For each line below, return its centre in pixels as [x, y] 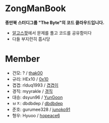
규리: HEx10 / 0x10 [30, 79]
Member [23, 59]
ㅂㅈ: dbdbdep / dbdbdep [37, 103]
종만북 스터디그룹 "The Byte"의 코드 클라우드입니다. [55, 22]
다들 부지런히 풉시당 [31, 39]
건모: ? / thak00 [27, 73]
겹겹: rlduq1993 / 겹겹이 [35, 85]
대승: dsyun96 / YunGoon [37, 97]
